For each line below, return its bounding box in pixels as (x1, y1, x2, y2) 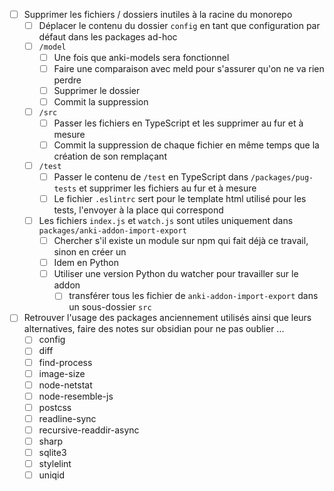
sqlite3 (38, 447, 67, 459)
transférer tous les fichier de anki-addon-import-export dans (68, 290, 319, 302)
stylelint (38, 458, 72, 470)
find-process (38, 356, 93, 368)
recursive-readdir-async (38, 424, 140, 436)
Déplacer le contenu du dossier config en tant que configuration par (38, 20, 321, 32)
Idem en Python (53, 257, 119, 269)
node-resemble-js (38, 390, 114, 402)
